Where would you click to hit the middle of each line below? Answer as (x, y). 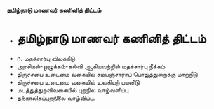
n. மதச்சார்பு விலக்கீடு (46, 58)
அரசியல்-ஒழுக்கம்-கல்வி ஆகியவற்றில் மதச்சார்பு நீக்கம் (91, 66)
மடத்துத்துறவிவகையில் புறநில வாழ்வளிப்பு (73, 89)
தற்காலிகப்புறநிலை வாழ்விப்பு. (56, 98)
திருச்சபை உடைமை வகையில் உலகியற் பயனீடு (78, 82)
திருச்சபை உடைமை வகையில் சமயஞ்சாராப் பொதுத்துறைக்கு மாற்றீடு (107, 74)
